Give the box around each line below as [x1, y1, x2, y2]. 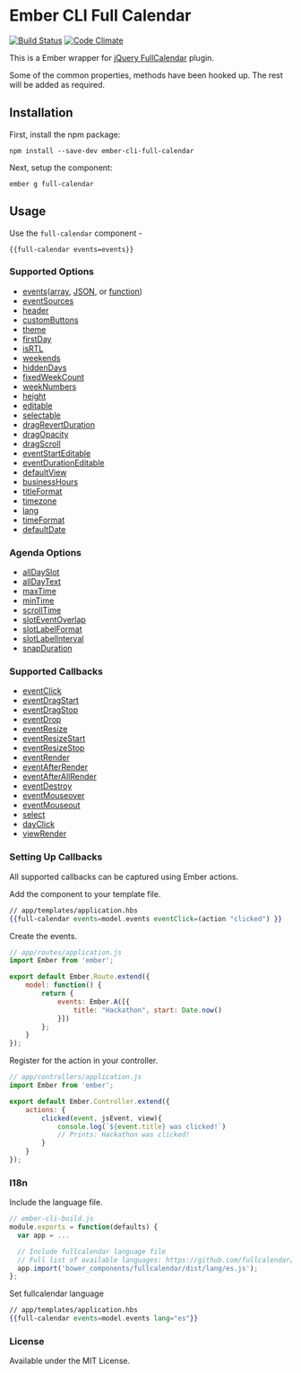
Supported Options [9, 265, 95, 278]
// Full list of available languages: [17, 1256, 163, 1265]
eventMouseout [21, 799, 81, 811]
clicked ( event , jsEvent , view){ [41, 1113, 163, 1123]
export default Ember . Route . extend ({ [9, 972, 150, 981]
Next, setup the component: [9, 162, 113, 173]
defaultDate [21, 523, 66, 534]
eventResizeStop [21, 743, 85, 754]
